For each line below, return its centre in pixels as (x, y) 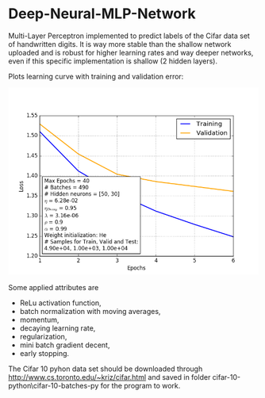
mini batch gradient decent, (65, 345)
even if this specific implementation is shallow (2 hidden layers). (113, 61)
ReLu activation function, (60, 303)
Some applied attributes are (54, 287)
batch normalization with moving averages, (90, 311)
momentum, (39, 320)
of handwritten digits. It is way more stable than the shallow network (120, 44)
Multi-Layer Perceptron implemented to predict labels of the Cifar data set (129, 36)
